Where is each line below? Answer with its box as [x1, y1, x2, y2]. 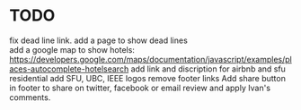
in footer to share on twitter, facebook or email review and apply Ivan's [9, 82, 271, 93]
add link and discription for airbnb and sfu [130, 63, 286, 74]
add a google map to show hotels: [9, 44, 135, 55]
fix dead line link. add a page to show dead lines [9, 35, 189, 46]
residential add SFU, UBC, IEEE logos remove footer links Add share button [9, 72, 286, 83]
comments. [9, 91, 51, 103]
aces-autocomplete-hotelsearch [9, 63, 129, 74]
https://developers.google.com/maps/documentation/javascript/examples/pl [9, 54, 292, 64]
